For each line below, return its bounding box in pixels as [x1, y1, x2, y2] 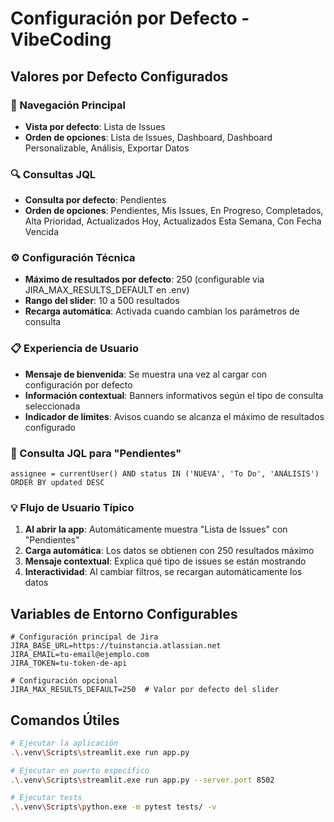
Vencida [24, 226, 60, 238]
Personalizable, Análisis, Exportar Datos [24, 142, 190, 154]
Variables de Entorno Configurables [10, 605, 238, 622]
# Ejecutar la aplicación [10, 738, 118, 748]
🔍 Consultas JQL [10, 167, 97, 181]
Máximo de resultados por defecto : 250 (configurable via [24, 273, 265, 286]
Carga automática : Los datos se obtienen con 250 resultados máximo [24, 545, 315, 557]
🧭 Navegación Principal [10, 98, 126, 112]
